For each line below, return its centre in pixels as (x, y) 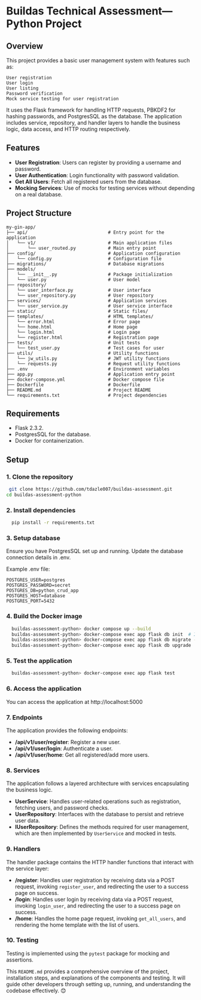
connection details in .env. (39, 557)
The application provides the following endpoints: (67, 730)
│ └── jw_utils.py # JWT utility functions (88, 359)
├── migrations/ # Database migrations (85, 264)
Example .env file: (28, 569)
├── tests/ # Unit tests (73, 343)
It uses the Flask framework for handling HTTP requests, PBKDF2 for (91, 110)
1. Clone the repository (40, 477)
